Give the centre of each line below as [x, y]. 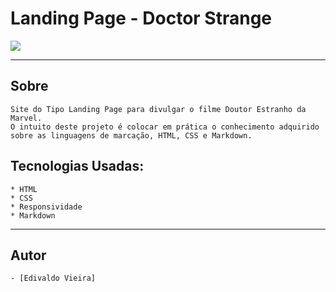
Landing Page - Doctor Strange [141, 18]
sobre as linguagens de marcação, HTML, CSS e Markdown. [131, 135]
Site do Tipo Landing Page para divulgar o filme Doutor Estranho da [158, 109]
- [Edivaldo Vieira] [53, 278]
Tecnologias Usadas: [77, 166]
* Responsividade [46, 207]
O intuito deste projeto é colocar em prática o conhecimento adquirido [165, 127]
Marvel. [26, 118]
